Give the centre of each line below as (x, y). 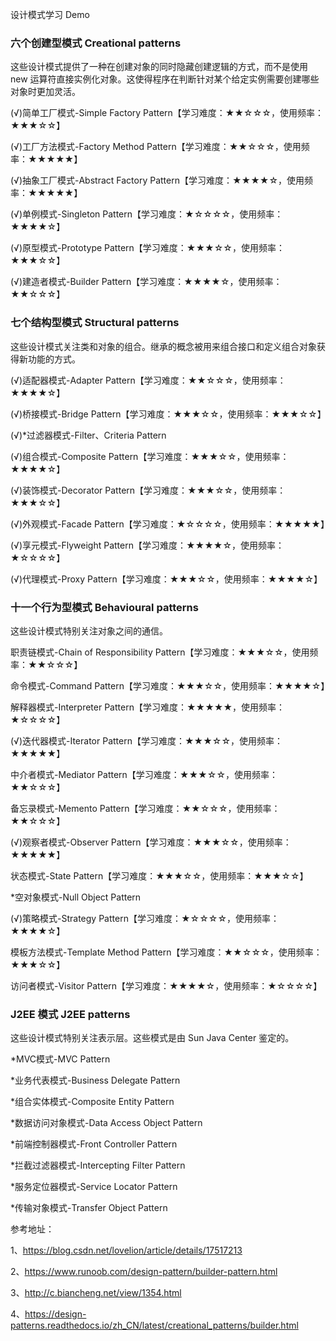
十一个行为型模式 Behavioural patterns (104, 607)
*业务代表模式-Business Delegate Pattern (95, 1080)
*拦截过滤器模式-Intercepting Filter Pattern (98, 1165)
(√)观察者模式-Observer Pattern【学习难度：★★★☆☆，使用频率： (151, 842)
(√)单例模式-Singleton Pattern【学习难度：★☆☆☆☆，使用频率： (147, 214)
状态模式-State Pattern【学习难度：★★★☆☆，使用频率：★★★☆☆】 (159, 875)
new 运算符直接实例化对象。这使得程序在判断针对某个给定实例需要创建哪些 (165, 79)
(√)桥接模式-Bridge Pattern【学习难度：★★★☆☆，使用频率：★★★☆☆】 (168, 414)
